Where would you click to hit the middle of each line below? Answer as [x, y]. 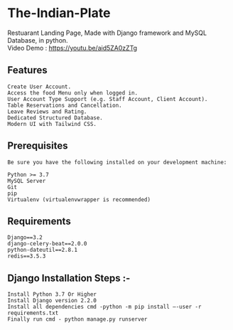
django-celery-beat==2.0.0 [47, 244]
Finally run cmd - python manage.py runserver [77, 319]
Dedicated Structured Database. [55, 118]
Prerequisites [38, 146]
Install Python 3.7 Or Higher [52, 294]
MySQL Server [27, 181]
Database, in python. [38, 40]
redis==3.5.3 [27, 256]
